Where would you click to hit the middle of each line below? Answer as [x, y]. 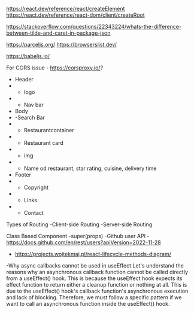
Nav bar [34, 105]
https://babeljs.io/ [28, 56]
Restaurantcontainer [49, 130]
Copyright [36, 187]
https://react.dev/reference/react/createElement [66, 9]
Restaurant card [44, 143]
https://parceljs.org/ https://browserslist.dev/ [61, 45]
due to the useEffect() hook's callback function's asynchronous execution [97, 291]
